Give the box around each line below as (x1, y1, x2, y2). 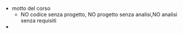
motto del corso (11, 5, 51, 12)
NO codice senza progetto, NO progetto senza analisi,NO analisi (20, 11, 178, 18)
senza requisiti (20, 17, 57, 24)
